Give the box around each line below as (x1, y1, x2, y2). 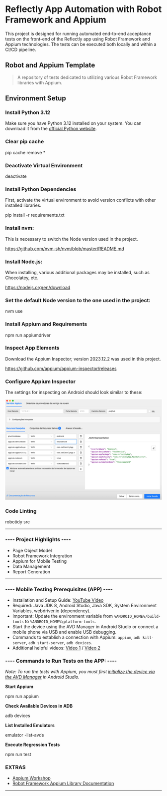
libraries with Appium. (17, 79, 62, 85)
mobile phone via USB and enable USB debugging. (12, 629, 117, 635)
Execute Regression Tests (5, 742, 60, 748)
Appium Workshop (12, 775, 51, 781)
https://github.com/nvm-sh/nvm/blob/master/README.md (5, 246, 124, 252)
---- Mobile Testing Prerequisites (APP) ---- (5, 586, 113, 593)
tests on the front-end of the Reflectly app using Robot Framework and (5, 36, 150, 42)
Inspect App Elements (5, 345, 60, 352)
